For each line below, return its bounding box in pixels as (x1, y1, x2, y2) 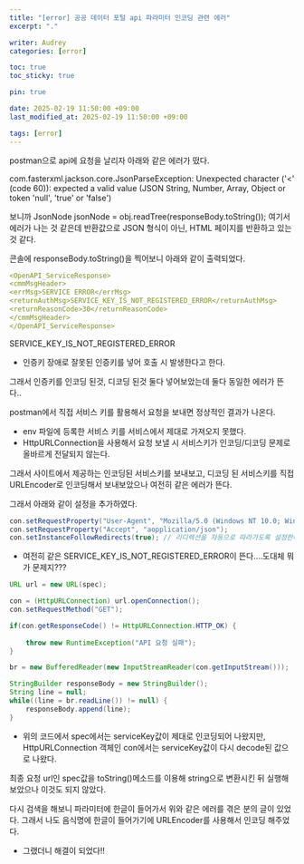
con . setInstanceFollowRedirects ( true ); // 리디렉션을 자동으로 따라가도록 (9, 533, 271, 542)
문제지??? (32, 562, 67, 573)
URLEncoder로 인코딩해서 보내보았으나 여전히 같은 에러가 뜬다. (9, 479, 233, 490)
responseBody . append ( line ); (25, 704, 131, 714)
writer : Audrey (9, 38, 67, 47)
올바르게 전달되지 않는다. (22, 448, 110, 459)
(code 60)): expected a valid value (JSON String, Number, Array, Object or (9, 182, 287, 193)
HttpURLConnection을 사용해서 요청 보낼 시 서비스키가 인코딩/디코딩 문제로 (22, 437, 291, 448)
